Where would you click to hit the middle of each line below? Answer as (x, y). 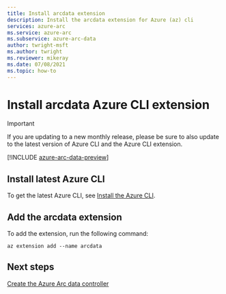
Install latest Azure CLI (56, 179)
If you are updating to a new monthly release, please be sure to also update (113, 137)
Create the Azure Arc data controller (58, 283)
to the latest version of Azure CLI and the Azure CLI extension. (95, 144)
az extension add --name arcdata (55, 246)
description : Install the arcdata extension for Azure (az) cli (100, 20)
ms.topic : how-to (32, 71)
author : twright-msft (38, 45)
